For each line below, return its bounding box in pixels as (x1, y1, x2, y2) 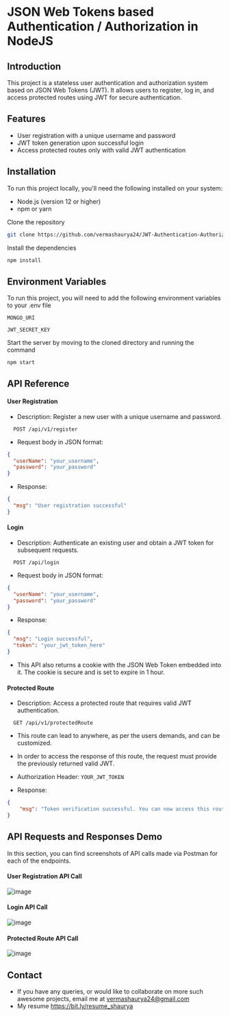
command (7, 346, 36, 354)
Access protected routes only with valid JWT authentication (16, 145, 186, 154)
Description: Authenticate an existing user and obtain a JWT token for (16, 538, 214, 547)
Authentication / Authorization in (7, 19, 199, 34)
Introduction (7, 60, 62, 72)
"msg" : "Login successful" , (13, 636, 94, 643)
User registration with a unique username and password (16, 131, 176, 139)
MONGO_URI (7, 315, 36, 322)
